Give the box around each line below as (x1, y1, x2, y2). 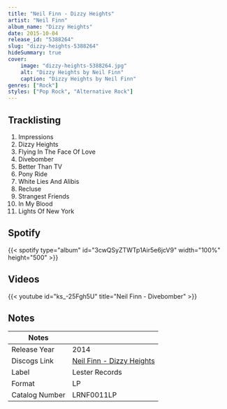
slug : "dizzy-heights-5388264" (8, 43, 99, 50)
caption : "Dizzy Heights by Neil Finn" (20, 75, 137, 82)
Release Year (11, 345, 54, 354)
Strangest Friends (17, 192, 70, 200)
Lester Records (72, 368, 122, 378)
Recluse (17, 185, 41, 193)
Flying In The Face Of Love (17, 148, 96, 156)
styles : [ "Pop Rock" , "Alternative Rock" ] (8, 88, 133, 95)
